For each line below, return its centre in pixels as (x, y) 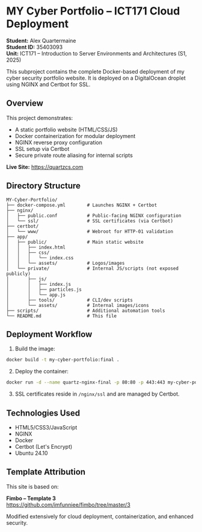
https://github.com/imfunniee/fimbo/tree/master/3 (68, 504)
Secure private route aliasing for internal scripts (74, 155)
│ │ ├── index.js (38, 284)
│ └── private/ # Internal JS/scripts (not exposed (93, 268)
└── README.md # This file (62, 316)
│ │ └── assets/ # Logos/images (66, 263)
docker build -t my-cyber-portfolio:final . (63, 360)
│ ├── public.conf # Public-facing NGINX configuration (94, 215)
